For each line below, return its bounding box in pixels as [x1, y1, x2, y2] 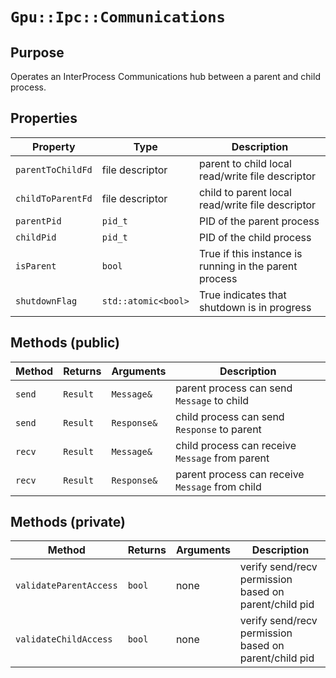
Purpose [10, 44, 65, 61]
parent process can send [175, 381, 293, 395]
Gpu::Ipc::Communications [10, 8, 226, 27]
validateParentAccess [15, 580, 118, 592]
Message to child [175, 393, 250, 407]
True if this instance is [198, 246, 303, 260]
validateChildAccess [15, 634, 113, 645]
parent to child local [198, 156, 292, 170]
